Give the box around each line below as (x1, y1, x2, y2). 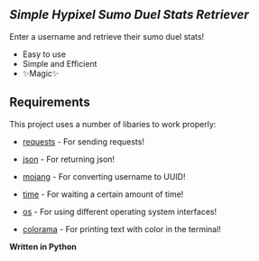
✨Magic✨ (22, 68, 60, 79)
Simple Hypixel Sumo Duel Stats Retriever (9, 7, 250, 23)
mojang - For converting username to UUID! (22, 171, 186, 182)
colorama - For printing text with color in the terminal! (22, 223, 221, 234)
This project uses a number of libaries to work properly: (9, 118, 217, 129)
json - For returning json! (22, 154, 116, 164)
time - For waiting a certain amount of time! (22, 189, 184, 200)
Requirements (9, 95, 90, 110)
